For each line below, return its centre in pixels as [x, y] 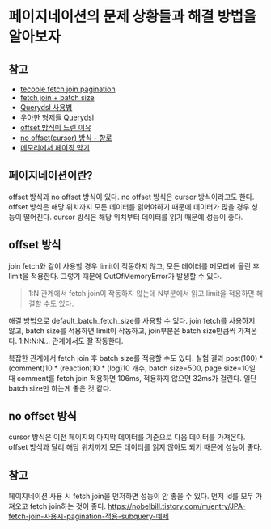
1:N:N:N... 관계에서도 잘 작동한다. [71, 341]
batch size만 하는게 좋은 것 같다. [60, 388]
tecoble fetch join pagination [68, 89]
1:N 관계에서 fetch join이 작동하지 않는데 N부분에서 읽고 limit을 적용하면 [141, 293]
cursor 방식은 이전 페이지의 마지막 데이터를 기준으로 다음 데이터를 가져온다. [127, 437]
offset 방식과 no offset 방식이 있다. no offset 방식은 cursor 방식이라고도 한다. [131, 197]
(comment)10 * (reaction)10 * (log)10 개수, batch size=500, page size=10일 [132, 368]
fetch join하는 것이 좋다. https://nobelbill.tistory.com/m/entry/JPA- [138, 506]
